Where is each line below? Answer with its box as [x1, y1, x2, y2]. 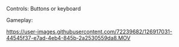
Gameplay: [6, 17, 33, 23]
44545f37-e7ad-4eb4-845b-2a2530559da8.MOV [6, 35, 131, 41]
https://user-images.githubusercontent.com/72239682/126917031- [6, 28, 173, 35]
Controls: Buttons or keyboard [6, 5, 81, 12]
